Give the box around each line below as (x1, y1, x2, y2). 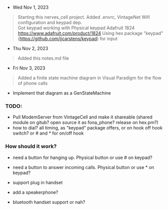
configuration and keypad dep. (17, 20, 82, 25)
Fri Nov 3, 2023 (12, 65, 46, 71)
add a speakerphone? (12, 189, 58, 195)
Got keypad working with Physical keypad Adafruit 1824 (17, 25, 135, 31)
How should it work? (5, 143, 57, 150)
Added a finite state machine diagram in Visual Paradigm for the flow (17, 75, 161, 80)
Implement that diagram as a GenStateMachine (12, 90, 111, 96)
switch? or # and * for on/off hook (12, 130, 84, 136)
